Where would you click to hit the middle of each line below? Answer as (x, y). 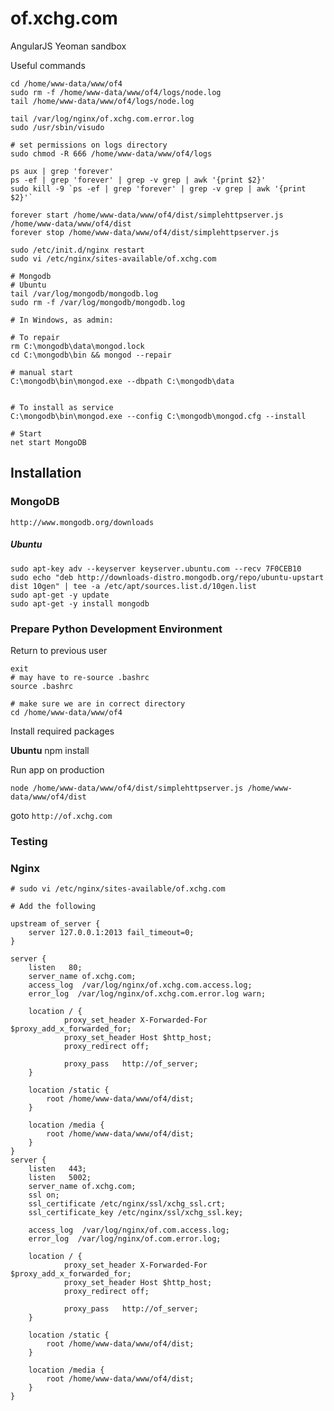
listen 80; (55, 968)
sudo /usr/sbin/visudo (57, 127)
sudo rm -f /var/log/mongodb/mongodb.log (98, 302)
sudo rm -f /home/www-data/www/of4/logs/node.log (116, 92)
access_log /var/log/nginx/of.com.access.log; (129, 1230)
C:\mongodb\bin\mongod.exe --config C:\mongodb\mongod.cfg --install (158, 416)
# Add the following (53, 907)
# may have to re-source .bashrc (80, 677)
